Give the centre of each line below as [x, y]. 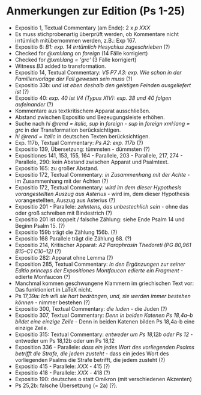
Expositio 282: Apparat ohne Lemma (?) [64, 257]
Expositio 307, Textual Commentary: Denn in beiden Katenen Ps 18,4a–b [104, 315]
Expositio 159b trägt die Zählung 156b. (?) [66, 232]
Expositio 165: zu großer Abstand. [57, 168]
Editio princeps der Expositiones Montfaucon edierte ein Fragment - [99, 270]
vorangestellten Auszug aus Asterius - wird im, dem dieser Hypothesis [102, 194]
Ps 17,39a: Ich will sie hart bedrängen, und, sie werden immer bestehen [103, 296]
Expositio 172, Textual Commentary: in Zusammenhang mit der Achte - [102, 174]
